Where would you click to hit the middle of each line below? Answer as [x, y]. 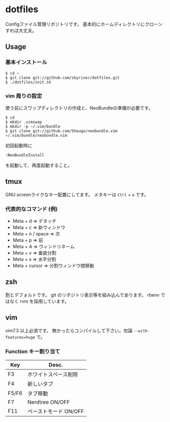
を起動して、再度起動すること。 [39, 165]
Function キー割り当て [33, 351]
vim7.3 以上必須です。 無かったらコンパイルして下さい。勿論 [69, 330]
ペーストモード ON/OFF [56, 411]
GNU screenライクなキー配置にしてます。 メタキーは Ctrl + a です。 [77, 194]
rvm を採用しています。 [44, 301]
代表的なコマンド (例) [31, 209]
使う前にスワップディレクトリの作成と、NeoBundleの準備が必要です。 [79, 108]
